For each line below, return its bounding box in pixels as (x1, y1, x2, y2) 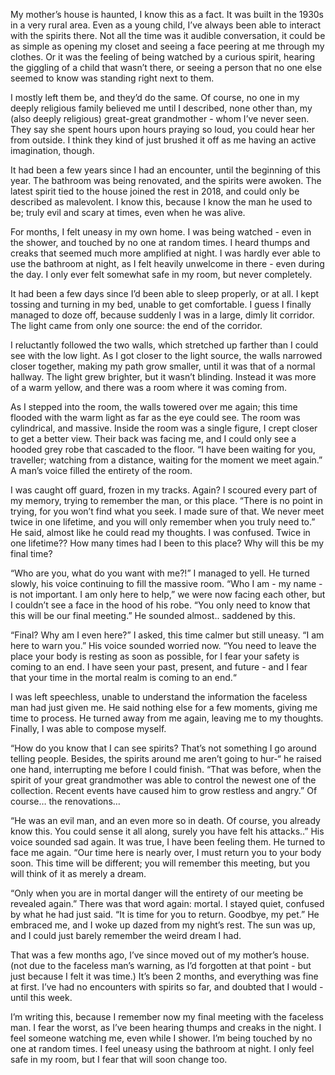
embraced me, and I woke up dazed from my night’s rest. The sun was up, (10, 919, 316, 931)
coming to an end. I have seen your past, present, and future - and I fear (10, 661, 308, 673)
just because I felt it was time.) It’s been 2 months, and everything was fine (10, 970, 319, 982)
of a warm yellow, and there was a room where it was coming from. (10, 382, 288, 393)
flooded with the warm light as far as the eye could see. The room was (10, 412, 301, 423)
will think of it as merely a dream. (10, 868, 147, 879)
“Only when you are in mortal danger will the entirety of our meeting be (10, 887, 304, 899)
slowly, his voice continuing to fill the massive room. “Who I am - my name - (10, 578, 323, 589)
